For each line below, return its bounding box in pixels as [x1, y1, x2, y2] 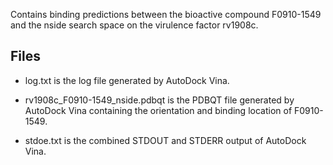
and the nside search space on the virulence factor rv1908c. [10, 19, 259, 31]
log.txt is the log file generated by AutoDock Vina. [24, 74, 230, 86]
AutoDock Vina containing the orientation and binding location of [24, 104, 293, 116]
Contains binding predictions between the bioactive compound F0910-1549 [10, 9, 322, 20]
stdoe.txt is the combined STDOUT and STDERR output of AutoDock [24, 134, 307, 146]
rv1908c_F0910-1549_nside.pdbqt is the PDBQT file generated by [24, 94, 295, 106]
